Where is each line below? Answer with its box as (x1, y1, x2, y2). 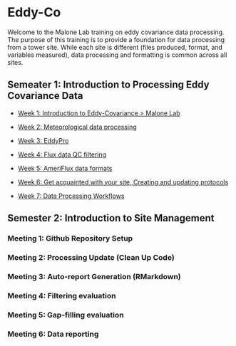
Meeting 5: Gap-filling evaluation (7, 310, 124, 320)
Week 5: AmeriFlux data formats (17, 164, 113, 172)
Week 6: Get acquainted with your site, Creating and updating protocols (17, 177, 229, 186)
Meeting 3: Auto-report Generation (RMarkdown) (7, 271, 182, 281)
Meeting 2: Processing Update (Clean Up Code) (7, 252, 175, 262)
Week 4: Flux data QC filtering (17, 150, 107, 159)
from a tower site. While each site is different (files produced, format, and (7, 43, 223, 51)
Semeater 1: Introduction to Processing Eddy (7, 79, 210, 91)
